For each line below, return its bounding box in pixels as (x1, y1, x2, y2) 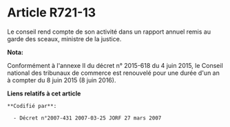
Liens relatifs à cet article (7, 89, 81, 97)
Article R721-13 (7, 5, 96, 21)
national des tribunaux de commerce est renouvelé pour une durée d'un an (7, 69, 220, 77)
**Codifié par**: (7, 102, 57, 109)
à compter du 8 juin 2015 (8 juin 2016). (7, 76, 116, 84)
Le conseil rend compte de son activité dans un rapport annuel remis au (7, 27, 211, 36)
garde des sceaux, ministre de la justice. (7, 34, 122, 43)
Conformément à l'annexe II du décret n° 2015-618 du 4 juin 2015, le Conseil (7, 61, 224, 69)
